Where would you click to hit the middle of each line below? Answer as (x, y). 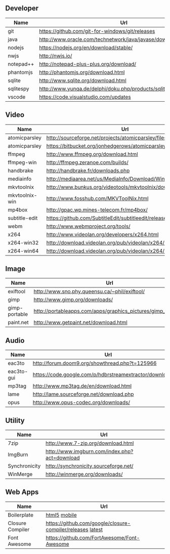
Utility (15, 420)
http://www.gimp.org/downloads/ (73, 300)
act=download (62, 458)
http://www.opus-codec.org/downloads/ (81, 403)
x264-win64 (23, 251)
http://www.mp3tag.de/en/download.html (82, 386)
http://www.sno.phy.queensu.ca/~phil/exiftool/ (89, 291)
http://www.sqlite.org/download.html (82, 80)
